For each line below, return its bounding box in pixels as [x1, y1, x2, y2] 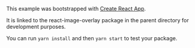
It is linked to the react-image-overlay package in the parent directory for [6, 17, 190, 23]
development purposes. [6, 23, 66, 30]
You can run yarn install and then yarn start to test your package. [6, 35, 177, 41]
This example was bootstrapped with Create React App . [6, 5, 146, 12]
